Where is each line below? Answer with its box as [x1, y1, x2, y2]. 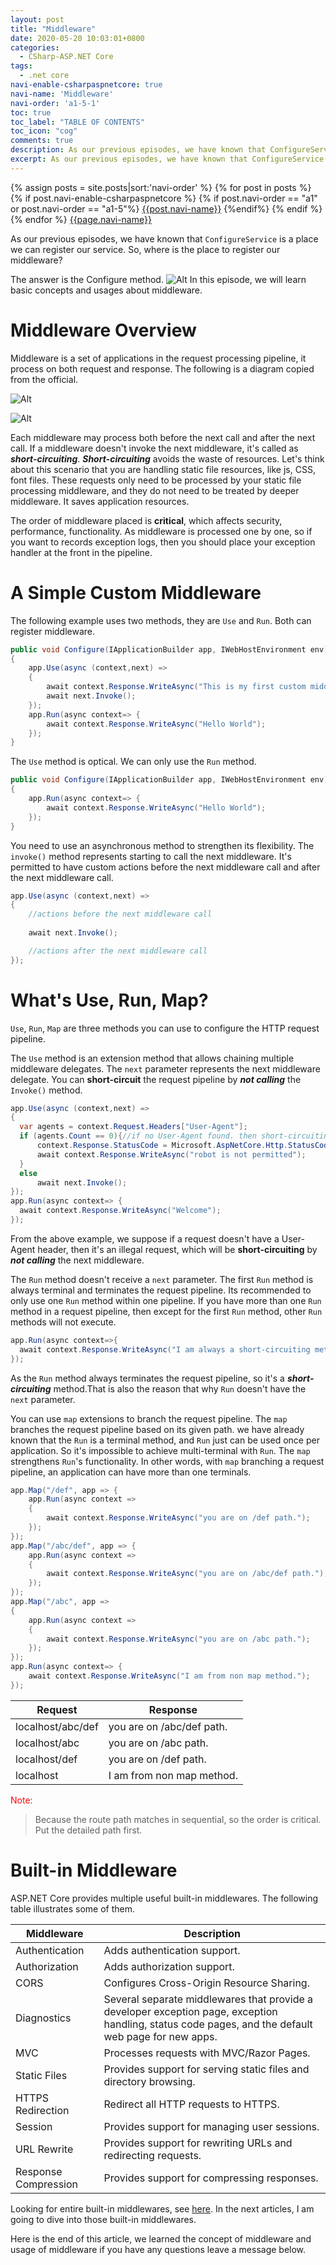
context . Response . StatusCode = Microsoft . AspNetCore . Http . [36, 1141, 288, 1151]
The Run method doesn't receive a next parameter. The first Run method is [10, 1273, 314, 1285]
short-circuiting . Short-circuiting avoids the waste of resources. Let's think [10, 452, 325, 465]
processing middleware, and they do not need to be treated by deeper [10, 484, 300, 496]
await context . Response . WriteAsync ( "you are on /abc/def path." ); [46, 1569, 329, 1579]
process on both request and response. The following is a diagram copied [10, 362, 315, 375]
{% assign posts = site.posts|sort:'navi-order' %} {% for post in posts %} [10, 181, 312, 193]
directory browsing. [103, 2074, 196, 2088]
